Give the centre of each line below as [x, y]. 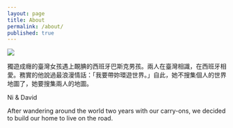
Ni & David [22, 98]
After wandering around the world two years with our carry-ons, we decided [116, 111]
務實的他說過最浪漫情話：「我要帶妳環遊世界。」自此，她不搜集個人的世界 [123, 75]
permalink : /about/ [35, 26]
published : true [31, 33]
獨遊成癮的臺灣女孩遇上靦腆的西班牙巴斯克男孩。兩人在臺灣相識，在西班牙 [114, 66]
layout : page [26, 13]
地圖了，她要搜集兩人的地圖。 [50, 84]
